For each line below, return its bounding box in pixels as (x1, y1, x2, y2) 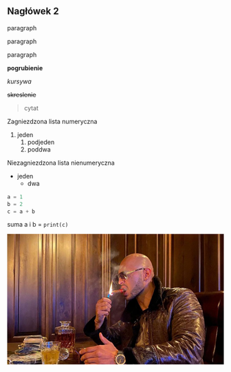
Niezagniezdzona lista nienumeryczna (7, 158, 115, 167)
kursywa (7, 77, 32, 85)
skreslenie (7, 90, 36, 99)
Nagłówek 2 (7, 6, 60, 17)
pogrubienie (7, 63, 43, 72)
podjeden (27, 138, 55, 146)
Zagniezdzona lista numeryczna (7, 117, 98, 125)
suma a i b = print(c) (7, 220, 69, 229)
